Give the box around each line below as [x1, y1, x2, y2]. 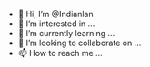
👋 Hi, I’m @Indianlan [17, 9, 94, 19]
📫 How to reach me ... [17, 48, 103, 58]
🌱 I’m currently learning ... [17, 28, 115, 38]
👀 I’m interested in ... [17, 18, 95, 29]
